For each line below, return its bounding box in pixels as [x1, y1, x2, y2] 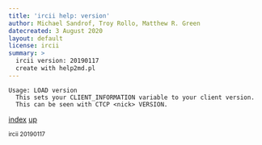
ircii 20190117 [8, 130, 46, 138]
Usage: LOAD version [8, 86, 78, 94]
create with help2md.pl [15, 64, 95, 72]
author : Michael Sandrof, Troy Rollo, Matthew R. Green [8, 19, 201, 27]
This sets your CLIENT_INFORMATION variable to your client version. [15, 93, 255, 101]
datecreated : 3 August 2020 [8, 27, 104, 35]
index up [8, 114, 38, 124]
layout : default [8, 34, 63, 43]
